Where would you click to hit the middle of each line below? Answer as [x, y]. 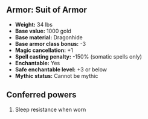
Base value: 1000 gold [43, 31]
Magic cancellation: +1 [44, 50]
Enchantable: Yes [37, 63]
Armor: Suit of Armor [47, 10]
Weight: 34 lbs [34, 24]
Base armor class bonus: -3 [50, 43]
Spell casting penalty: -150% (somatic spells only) [78, 56]
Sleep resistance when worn [50, 109]
